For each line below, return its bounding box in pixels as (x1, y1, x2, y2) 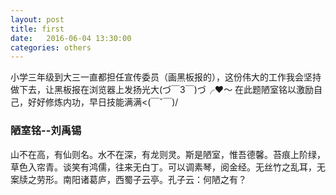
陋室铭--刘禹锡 (10, 124, 82, 138)
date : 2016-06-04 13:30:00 (10, 33, 132, 43)
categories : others (10, 42, 92, 53)
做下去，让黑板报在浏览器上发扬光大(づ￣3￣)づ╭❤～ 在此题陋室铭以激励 (10, 84, 315, 96)
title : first (10, 24, 65, 34)
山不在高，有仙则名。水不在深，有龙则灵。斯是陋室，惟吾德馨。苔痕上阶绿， (10, 148, 326, 160)
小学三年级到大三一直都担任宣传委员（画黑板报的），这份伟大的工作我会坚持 (10, 71, 322, 83)
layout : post (10, 14, 65, 25)
